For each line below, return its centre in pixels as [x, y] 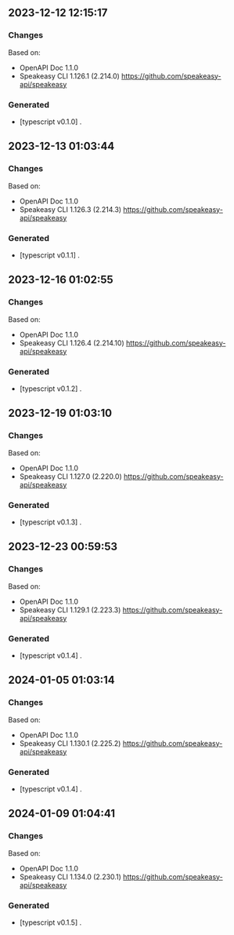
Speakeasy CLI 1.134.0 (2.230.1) [70, 877]
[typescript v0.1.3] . [50, 522]
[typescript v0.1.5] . [50, 922]
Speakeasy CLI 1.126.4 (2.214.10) [72, 343]
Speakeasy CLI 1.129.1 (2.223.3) [70, 610]
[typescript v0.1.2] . [50, 389]
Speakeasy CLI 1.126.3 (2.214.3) [70, 209]
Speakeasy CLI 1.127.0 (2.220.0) [71, 476]
